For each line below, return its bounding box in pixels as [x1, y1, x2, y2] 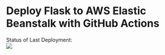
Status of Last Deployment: [6, 36, 73, 43]
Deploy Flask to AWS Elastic [6, 4, 147, 18]
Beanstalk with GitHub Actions [6, 17, 160, 30]
